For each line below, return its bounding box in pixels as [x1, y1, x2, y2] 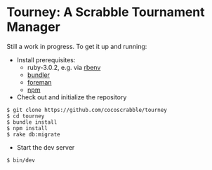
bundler [27, 71, 51, 79]
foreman [27, 78, 52, 86]
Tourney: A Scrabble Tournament [6, 4, 205, 20]
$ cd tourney [6, 113, 45, 120]
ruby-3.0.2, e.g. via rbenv [27, 63, 101, 71]
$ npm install [6, 125, 48, 132]
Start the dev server [16, 143, 75, 151]
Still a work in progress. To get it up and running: [6, 42, 147, 50]
